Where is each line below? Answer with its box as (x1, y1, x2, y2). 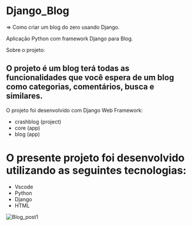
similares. (6, 91, 43, 101)
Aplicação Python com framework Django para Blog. (6, 35, 133, 42)
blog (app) (14, 131, 40, 138)
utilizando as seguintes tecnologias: (6, 164, 187, 177)
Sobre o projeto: (6, 46, 45, 54)
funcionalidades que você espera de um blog (6, 72, 174, 83)
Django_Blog (6, 4, 69, 18)
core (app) (14, 124, 41, 131)
